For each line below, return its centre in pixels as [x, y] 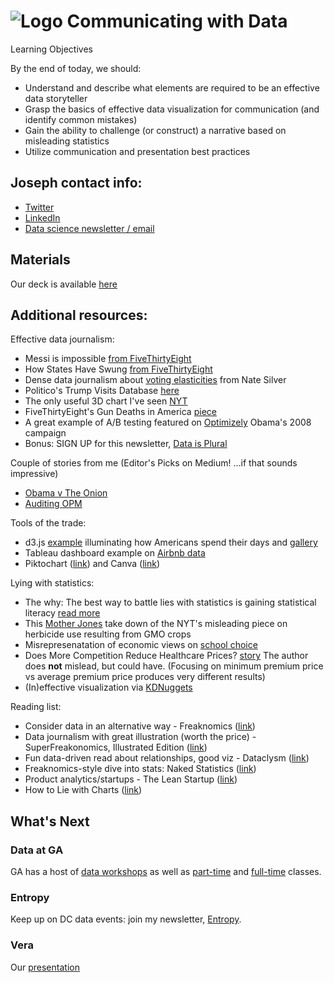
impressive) [34, 474]
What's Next [50, 821]
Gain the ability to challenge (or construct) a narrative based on [155, 130]
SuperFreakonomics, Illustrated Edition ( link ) [116, 747]
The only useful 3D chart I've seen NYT [106, 401]
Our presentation [45, 967]
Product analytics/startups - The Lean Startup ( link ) [131, 779]
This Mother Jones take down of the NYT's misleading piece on [156, 624]
